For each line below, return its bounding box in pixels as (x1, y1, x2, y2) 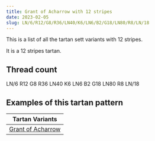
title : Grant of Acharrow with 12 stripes (6, 8, 112, 15)
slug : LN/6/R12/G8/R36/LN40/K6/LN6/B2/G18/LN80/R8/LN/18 (6, 20, 150, 25)
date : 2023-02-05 (6, 14, 49, 20)
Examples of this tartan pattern (6, 97, 123, 107)
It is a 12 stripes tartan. (6, 47, 62, 55)
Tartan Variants (12, 115, 57, 123)
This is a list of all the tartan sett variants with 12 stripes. (6, 36, 143, 43)
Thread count (6, 65, 57, 75)
